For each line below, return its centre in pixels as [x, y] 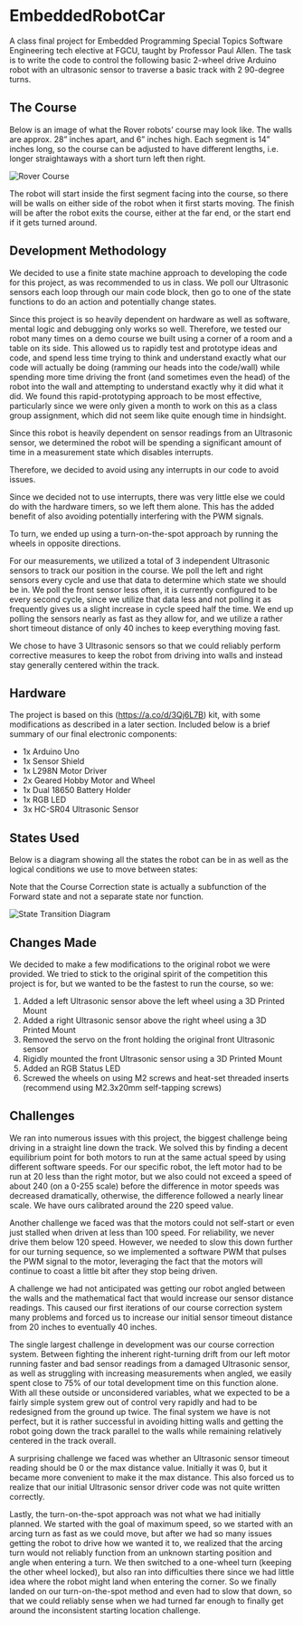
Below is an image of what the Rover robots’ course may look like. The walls [151, 129]
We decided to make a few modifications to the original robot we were [140, 964]
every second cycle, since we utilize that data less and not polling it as [140, 599]
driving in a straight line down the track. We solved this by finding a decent [149, 1147]
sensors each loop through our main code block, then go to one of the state [150, 292]
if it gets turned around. [53, 222]
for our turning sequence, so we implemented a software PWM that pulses [148, 1251]
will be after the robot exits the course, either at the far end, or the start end [150, 213]
